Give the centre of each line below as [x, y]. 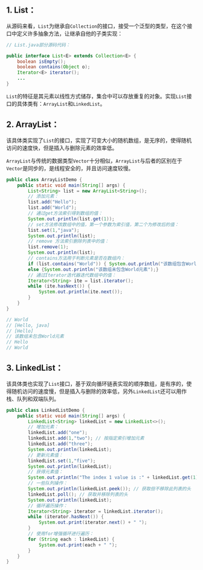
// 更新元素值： [46, 455]
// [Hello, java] [28, 325]
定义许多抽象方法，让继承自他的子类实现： [69, 33]
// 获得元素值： [46, 472]
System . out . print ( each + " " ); [78, 545]
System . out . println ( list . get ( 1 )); [71, 219]
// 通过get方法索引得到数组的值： [65, 213]
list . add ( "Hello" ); [53, 202]
